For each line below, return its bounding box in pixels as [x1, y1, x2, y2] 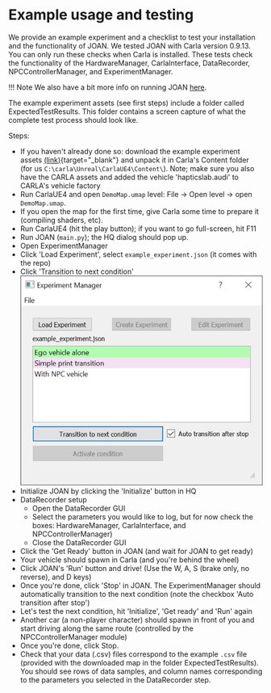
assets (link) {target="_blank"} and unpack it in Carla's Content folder [19, 155, 250, 165]
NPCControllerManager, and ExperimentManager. [8, 66, 173, 76]
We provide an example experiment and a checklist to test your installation [8, 32, 256, 42]
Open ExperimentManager [19, 241, 108, 250]
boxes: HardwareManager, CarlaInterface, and [31, 521, 186, 531]
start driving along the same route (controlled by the [19, 624, 194, 633]
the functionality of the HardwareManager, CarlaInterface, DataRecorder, [8, 58, 251, 68]
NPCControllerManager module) [19, 632, 127, 642]
